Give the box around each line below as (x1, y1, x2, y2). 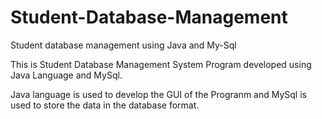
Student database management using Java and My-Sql (10, 39, 237, 51)
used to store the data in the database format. (10, 99, 200, 111)
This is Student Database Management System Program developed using (10, 58, 312, 70)
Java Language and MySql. (10, 69, 123, 81)
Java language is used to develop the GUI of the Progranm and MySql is (10, 88, 307, 100)
